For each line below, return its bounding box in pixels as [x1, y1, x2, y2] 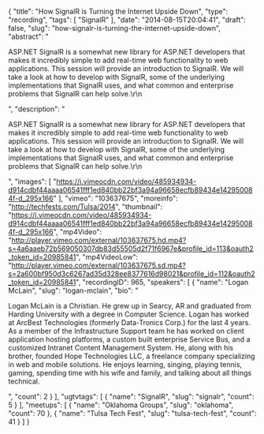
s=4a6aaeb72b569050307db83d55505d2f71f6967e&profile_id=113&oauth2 [8, 244, 254, 253]
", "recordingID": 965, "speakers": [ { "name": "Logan [76, 278, 249, 286]
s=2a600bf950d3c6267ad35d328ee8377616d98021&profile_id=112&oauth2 [8, 269, 255, 279]
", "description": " [8, 104, 65, 114]
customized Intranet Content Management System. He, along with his [8, 343, 234, 352]
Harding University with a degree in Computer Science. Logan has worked [8, 309, 250, 319]
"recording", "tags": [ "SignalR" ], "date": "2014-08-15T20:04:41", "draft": [8, 15, 247, 24]
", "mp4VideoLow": [76, 253, 139, 261]
